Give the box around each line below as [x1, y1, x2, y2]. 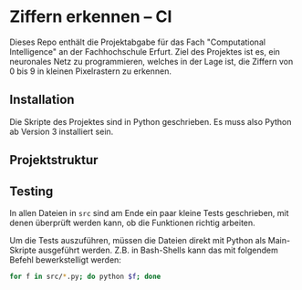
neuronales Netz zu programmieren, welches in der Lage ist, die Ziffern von [9, 56, 294, 67]
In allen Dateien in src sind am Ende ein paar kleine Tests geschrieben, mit [9, 207, 289, 218]
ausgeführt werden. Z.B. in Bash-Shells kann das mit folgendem [37, 244, 278, 255]
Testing [9, 183, 54, 199]
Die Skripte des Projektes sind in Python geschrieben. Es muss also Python [9, 116, 292, 127]
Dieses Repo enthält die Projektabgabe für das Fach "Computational [9, 36, 266, 47]
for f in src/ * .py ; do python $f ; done [9, 272, 161, 281]
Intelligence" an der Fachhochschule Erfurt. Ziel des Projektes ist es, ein [9, 46, 281, 57]
